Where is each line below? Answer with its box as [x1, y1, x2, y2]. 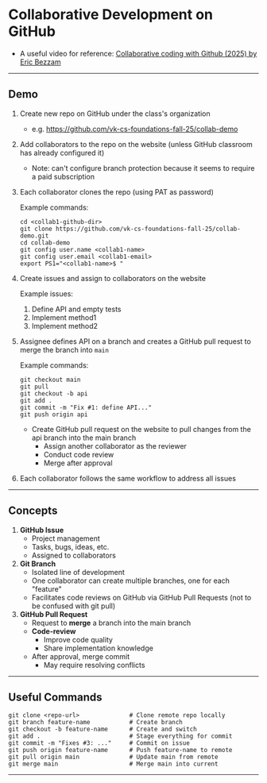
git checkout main [19, 376, 81, 384]
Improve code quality [43, 634, 114, 644]
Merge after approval [43, 458, 113, 468]
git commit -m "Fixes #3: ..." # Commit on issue [8, 739, 191, 747]
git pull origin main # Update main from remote [8, 753, 219, 762]
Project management [31, 534, 101, 543]
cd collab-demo [19, 238, 71, 247]
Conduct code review [43, 449, 114, 459]
